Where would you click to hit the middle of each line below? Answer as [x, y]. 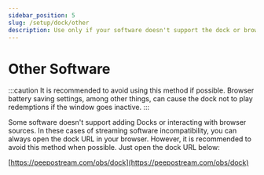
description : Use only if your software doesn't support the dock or [125, 30]
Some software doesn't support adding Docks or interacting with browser [127, 122]
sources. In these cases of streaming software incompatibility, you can [123, 131]
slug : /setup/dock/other [49, 23]
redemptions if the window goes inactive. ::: [79, 108]
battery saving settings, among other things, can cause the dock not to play [130, 99]
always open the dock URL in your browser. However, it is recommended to [130, 139]
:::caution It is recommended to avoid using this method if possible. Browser [131, 90]
